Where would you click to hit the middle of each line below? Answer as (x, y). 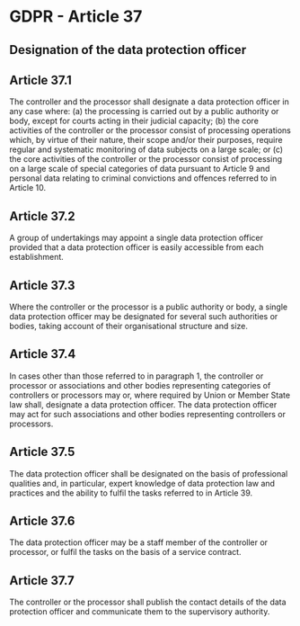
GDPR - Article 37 (76, 17)
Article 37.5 (42, 452)
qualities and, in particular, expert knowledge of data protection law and (142, 483)
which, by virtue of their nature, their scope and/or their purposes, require (146, 140)
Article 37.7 (42, 581)
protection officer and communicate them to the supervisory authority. (140, 612)
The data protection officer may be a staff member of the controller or (138, 542)
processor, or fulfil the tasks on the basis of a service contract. (125, 552)
